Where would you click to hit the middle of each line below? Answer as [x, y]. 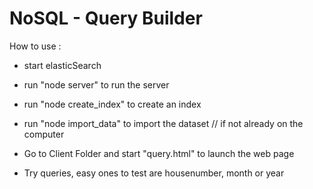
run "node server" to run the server [96, 84]
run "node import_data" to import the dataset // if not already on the [163, 123]
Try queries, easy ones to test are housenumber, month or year [154, 173]
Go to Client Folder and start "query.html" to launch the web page [159, 153]
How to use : [35, 46]
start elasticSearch [62, 65]
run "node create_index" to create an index [112, 104]
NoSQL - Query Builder [106, 18]
